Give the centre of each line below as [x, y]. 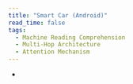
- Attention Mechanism [53, 52]
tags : [17, 30]
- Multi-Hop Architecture [58, 45]
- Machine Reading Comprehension [70, 37]
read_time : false [37, 23]
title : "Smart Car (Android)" [58, 15]
